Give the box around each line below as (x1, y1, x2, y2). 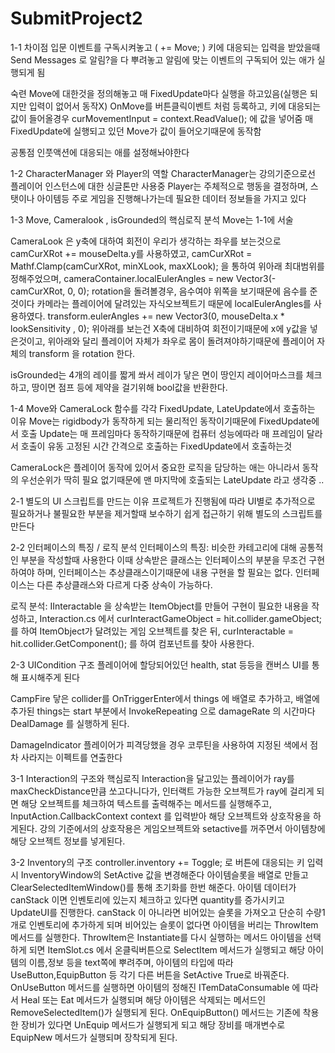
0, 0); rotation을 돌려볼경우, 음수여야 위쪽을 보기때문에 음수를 (67, 285, 308, 297)
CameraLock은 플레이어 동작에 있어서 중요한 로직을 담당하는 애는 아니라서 (10, 461, 300, 473)
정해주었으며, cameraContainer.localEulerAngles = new (10, 272, 234, 284)
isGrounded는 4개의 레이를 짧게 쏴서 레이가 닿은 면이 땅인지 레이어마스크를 (10, 368, 304, 381)
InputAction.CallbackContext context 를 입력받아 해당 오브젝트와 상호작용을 (10, 810, 312, 822)
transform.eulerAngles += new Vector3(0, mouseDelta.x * (47, 310, 285, 322)
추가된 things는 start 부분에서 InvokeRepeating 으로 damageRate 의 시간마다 (10, 705, 316, 717)
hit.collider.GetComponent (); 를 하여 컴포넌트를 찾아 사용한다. (10, 637, 255, 649)
